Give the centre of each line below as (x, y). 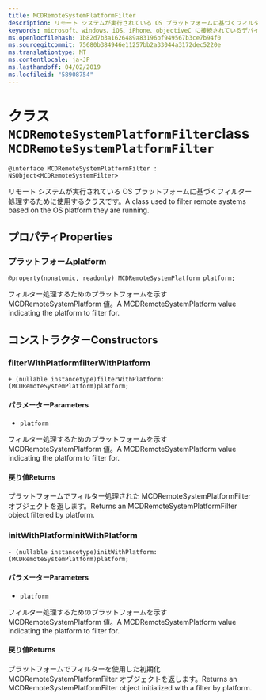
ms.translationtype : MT (47, 52)
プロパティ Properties (61, 237)
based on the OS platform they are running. (79, 210)
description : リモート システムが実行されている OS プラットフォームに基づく (122, 23)
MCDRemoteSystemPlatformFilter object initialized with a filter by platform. (130, 688)
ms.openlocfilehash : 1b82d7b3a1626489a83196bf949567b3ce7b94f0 (115, 38)
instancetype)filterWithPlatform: (107, 379)
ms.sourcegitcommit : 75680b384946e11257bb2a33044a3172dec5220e (115, 45)
